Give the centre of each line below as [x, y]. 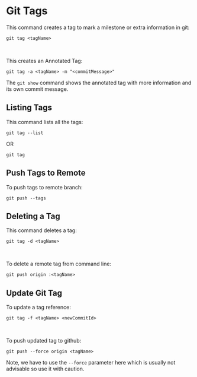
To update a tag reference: [38, 308]
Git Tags [27, 11]
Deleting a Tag [33, 216]
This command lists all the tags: [45, 122]
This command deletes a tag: [41, 230]
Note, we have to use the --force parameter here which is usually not [91, 363]
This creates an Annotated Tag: [44, 61]
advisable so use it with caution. [45, 369]
